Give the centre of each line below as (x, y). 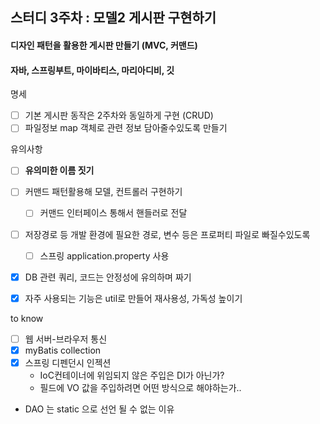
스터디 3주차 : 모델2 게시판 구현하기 (113, 18)
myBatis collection (63, 350)
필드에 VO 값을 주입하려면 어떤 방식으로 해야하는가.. (140, 387)
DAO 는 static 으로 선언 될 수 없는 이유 (99, 409)
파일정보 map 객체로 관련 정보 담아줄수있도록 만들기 (126, 128)
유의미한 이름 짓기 (59, 170)
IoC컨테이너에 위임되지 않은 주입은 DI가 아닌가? (132, 375)
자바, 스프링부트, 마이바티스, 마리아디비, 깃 (92, 70)
